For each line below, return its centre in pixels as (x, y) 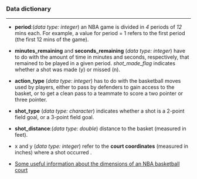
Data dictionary (29, 9)
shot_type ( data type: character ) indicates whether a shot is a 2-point (99, 111)
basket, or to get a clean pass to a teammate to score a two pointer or (99, 93)
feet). (21, 135)
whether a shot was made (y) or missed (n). (67, 70)
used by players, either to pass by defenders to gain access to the (94, 87)
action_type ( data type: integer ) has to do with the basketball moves (98, 81)
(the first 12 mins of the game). (52, 39)
